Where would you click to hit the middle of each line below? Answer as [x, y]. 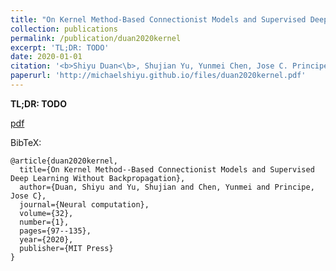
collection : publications [64, 29]
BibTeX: [26, 142]
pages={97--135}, [55, 231]
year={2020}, [46, 239]
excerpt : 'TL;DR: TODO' [60, 47]
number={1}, [44, 222]
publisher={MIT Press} [66, 248]
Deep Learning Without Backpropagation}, [98, 178]
